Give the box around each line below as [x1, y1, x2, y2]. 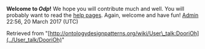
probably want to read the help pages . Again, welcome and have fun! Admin [6, 11, 199, 19]
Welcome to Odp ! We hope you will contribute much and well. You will [6, 5, 185, 12]
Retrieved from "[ [6, 30, 50, 37]
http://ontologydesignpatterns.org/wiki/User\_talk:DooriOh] [49, 30, 199, 37]
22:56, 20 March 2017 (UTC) [6, 18, 79, 25]
